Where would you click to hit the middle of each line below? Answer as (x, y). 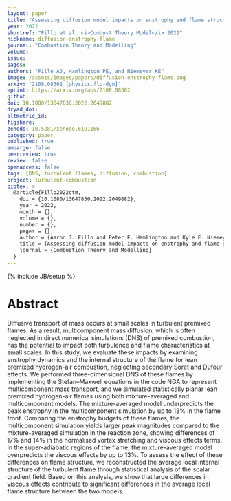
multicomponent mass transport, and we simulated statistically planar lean (112, 389)
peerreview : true (32, 154)
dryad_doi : (23, 109)
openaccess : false (33, 167)
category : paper (30, 135)
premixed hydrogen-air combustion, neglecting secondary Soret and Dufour (115, 367)
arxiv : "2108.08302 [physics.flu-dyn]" (64, 84)
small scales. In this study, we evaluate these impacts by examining (102, 352)
